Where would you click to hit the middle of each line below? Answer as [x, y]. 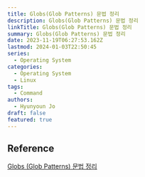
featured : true [30, 119]
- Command [28, 93]
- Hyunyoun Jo [34, 107]
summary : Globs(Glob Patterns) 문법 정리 [66, 34]
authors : [20, 100]
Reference [31, 149]
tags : [15, 87]
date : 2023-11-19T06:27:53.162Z [55, 41]
